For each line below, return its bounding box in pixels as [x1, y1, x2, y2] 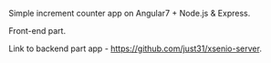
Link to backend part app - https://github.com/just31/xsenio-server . [8, 43, 262, 54]
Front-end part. [8, 26, 66, 36]
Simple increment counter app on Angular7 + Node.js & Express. [8, 8, 251, 18]
